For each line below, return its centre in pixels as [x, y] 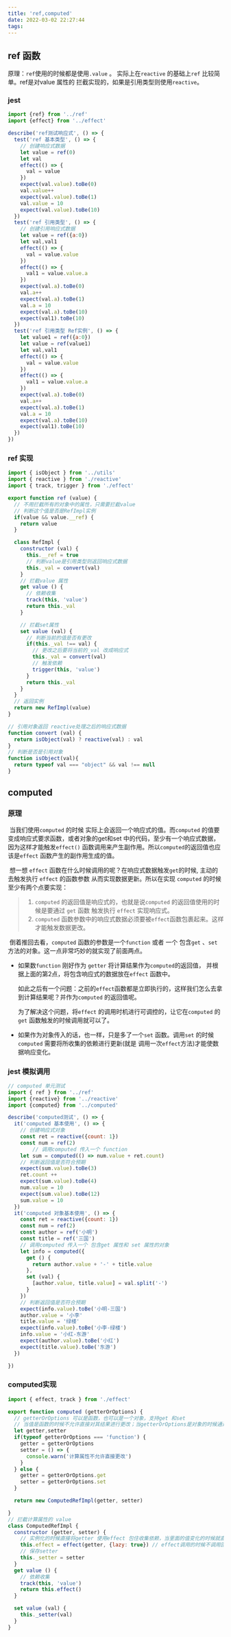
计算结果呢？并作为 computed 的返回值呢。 [82, 997]
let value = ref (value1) [56, 344]
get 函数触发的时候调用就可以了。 [65, 1020]
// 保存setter [39, 1551]
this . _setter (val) [46, 1615]
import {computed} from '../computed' [63, 1105]
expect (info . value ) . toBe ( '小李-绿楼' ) [73, 1328]
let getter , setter [40, 1431]
